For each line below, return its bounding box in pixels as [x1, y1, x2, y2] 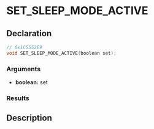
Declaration [6, 28, 52, 39]
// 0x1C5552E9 [6, 44, 43, 50]
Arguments [6, 64, 41, 73]
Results [6, 93, 29, 102]
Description [6, 113, 52, 123]
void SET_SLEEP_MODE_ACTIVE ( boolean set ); [6, 50, 117, 56]
